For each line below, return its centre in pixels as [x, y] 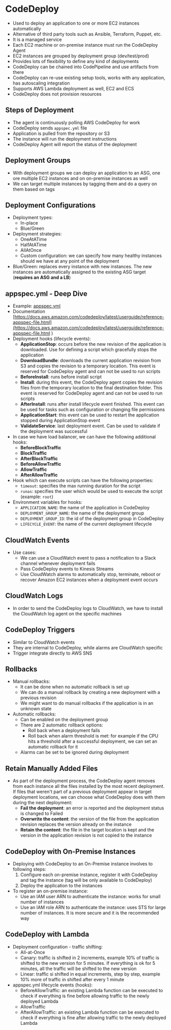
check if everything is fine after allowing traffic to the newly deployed [93, 1017]
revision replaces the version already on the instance [76, 824]
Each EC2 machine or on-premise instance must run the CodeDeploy [85, 45]
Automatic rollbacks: [34, 714]
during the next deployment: [42, 803]
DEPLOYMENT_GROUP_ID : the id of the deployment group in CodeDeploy [92, 519]
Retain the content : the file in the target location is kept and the [87, 830]
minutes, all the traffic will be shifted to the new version [78, 968]
